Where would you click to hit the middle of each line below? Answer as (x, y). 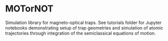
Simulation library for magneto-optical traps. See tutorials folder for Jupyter (83, 22)
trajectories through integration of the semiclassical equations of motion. (80, 33)
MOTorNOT (29, 9)
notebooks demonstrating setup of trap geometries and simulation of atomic (84, 27)
